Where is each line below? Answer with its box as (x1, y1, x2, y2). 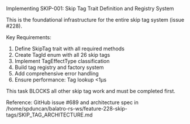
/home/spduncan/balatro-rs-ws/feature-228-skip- (6, 105, 127, 112)
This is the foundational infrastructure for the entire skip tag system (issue (6, 16, 185, 23)
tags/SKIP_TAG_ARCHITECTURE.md (6, 111, 93, 118)
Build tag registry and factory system (14, 64, 104, 71)
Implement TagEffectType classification (14, 58, 110, 64)
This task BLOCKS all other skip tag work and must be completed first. (6, 88, 175, 94)
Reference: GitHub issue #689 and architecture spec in (6, 99, 139, 106)
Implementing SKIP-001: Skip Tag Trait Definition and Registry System (6, 5, 174, 12)
